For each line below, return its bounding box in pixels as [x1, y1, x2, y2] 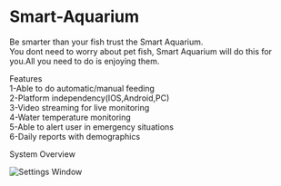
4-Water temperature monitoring [9, 112, 132, 122]
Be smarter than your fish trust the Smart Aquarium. [9, 36, 204, 47]
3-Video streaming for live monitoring [9, 102, 150, 113]
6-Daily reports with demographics [9, 131, 141, 142]
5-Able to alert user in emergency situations [9, 121, 175, 132]
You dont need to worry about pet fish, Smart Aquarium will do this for [9, 45, 273, 56]
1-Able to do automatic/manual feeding [9, 83, 155, 93]
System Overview [9, 148, 75, 160]
